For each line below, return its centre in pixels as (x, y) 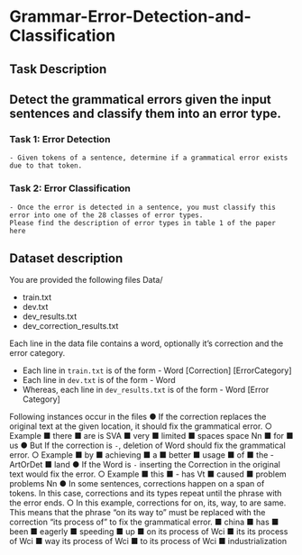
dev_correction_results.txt (70, 326)
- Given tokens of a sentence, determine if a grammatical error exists (149, 158)
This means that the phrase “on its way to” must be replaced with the (137, 513)
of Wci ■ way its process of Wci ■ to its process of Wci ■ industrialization (148, 541)
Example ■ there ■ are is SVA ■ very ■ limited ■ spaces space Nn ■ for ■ (151, 436)
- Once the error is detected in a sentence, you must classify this (143, 207)
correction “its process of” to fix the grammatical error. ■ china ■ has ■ (144, 522)
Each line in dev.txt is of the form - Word (99, 380)
